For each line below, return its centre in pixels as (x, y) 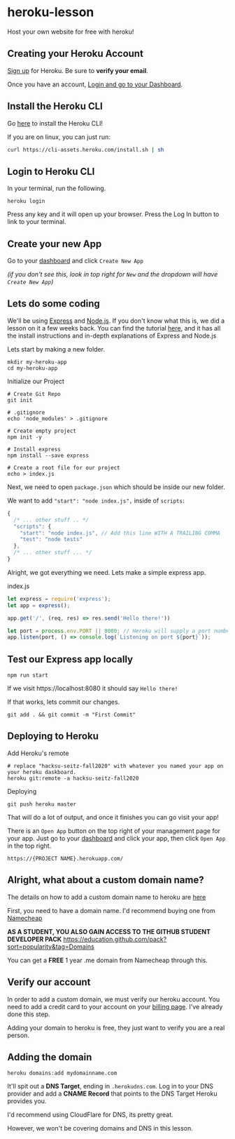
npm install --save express (48, 455)
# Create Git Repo (34, 394)
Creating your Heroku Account (75, 54)
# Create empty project (42, 431)
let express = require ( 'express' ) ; (59, 599)
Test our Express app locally (70, 659)
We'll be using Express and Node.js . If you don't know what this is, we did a (116, 321)
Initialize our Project (36, 381)
